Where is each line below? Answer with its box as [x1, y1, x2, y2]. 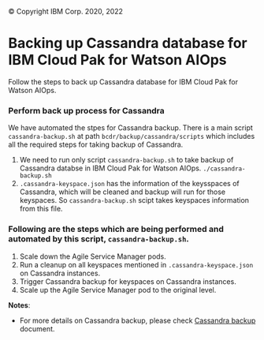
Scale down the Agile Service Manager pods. [19, 252, 167, 261]
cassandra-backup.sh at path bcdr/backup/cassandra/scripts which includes [8, 132, 255, 141]
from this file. [19, 204, 63, 214]
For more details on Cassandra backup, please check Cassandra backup [19, 316, 256, 325]
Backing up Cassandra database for [8, 35, 247, 52]
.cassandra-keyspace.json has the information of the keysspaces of [19, 179, 240, 189]
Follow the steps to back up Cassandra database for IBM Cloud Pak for [8, 77, 239, 86]
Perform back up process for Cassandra [8, 105, 165, 116]
